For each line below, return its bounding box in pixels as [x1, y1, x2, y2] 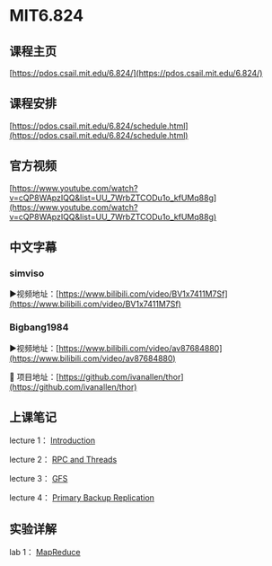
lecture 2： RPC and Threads [9, 455, 118, 465]
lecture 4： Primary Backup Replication [9, 492, 155, 503]
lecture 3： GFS [9, 473, 68, 484]
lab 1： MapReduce [9, 547, 81, 558]
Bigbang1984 [9, 321, 69, 333]
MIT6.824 [9, 5, 83, 26]
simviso [9, 267, 45, 279]
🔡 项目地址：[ [9, 371, 60, 382]
